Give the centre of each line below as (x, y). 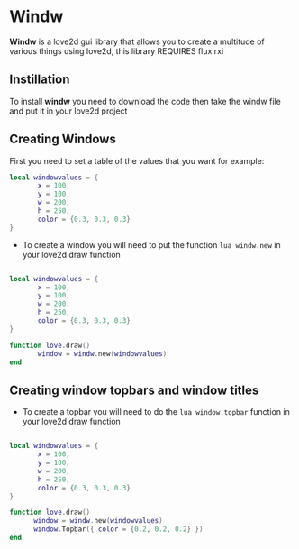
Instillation (40, 80)
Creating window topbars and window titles (134, 390)
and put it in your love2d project (68, 111)
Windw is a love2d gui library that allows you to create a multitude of (137, 41)
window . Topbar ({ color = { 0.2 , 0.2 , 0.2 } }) (118, 529)
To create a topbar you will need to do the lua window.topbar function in (156, 412)
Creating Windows (63, 139)
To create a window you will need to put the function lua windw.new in (151, 244)
